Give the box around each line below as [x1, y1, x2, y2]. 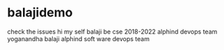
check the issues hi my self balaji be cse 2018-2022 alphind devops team [7, 27, 218, 36]
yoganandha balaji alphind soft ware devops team [7, 34, 150, 42]
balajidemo [7, 5, 73, 21]
